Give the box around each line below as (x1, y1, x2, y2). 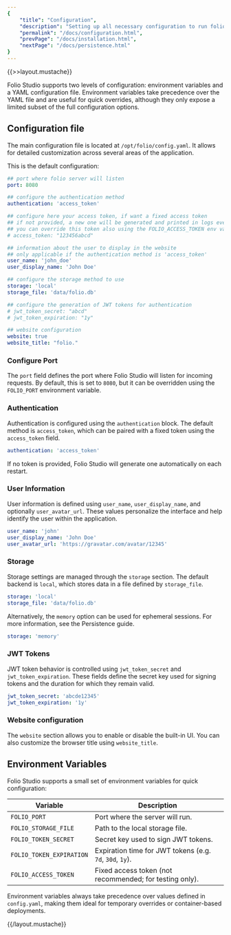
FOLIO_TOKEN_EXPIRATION (10, 851, 89, 858)
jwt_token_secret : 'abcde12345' (7, 692, 100, 700)
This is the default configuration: (7, 161, 100, 170)
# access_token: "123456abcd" (7, 232, 94, 239)
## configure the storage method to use (7, 277, 125, 283)
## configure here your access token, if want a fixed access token (7, 213, 208, 220)
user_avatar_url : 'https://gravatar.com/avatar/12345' (7, 541, 168, 547)
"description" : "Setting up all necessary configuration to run (19, 23, 208, 30)
